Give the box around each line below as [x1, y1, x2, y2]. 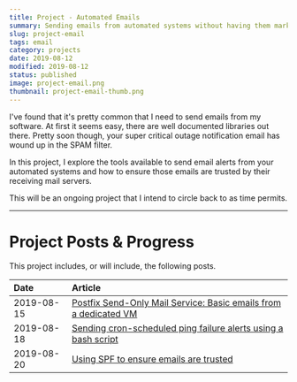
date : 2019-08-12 [9, 54, 73, 63]
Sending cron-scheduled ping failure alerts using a [72, 322, 284, 334]
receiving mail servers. [9, 175, 93, 186]
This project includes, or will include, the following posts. [9, 261, 217, 271]
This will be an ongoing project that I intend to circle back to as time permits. [9, 192, 288, 203]
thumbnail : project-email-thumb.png [9, 87, 144, 95]
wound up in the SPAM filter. [9, 139, 113, 150]
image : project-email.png [9, 79, 104, 88]
